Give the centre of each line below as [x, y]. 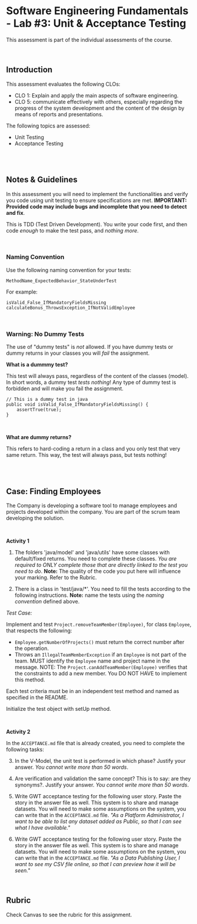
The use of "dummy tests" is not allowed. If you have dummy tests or [90, 347]
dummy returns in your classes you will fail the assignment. [78, 353]
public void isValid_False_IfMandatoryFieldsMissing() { [77, 405]
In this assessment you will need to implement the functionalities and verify [97, 194]
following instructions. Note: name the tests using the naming [89, 595]
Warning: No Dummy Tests [45, 334]
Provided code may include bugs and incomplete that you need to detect [96, 206]
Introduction [29, 70]
